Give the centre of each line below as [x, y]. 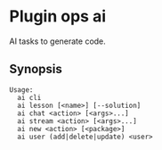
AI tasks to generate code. [58, 41]
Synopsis [36, 69]
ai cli [29, 97]
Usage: [21, 90]
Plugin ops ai [58, 17]
